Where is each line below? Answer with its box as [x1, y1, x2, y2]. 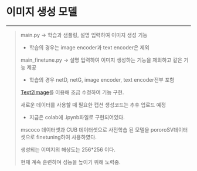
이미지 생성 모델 [6, 5, 77, 19]
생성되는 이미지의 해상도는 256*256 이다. [20, 146, 116, 153]
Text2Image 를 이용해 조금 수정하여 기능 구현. [20, 89, 124, 96]
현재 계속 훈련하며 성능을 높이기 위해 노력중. [20, 158, 121, 165]
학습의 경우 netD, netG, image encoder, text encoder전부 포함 [29, 76, 175, 83]
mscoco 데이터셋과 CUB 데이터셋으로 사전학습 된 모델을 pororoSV [20, 126, 174, 133]
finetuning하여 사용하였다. [36, 133, 97, 140]
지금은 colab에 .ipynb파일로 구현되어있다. [29, 113, 125, 120]
